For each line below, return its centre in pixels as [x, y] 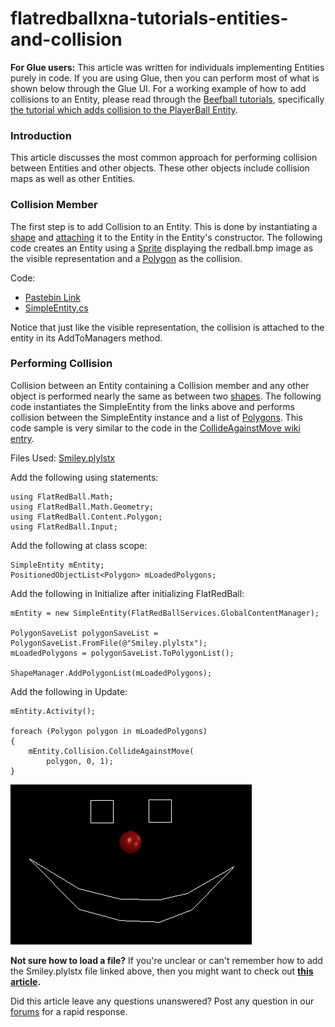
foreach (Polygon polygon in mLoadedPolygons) [109, 731]
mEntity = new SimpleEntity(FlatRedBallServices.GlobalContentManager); [165, 613]
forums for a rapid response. [69, 1011]
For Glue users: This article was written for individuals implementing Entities [167, 67]
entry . [22, 438]
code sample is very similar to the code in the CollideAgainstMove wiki [155, 428]
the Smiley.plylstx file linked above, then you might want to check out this [162, 971]
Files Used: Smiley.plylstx [63, 458]
